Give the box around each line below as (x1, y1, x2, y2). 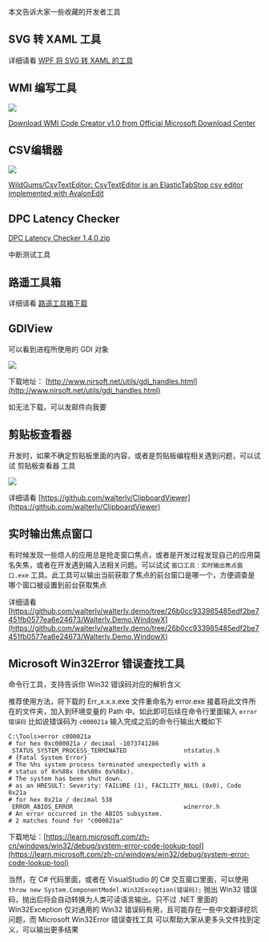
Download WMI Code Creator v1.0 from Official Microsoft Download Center (8, 118, 256, 128)
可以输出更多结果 (22, 925, 78, 935)
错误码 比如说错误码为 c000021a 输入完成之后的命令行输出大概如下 (8, 717, 223, 726)
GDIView (8, 322, 54, 335)
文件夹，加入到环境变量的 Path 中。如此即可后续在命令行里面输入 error (22, 707, 258, 717)
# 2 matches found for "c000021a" (8, 817, 124, 825)
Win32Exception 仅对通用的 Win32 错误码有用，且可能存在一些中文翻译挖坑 (8, 905, 259, 915)
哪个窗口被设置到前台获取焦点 (8, 580, 106, 590)
